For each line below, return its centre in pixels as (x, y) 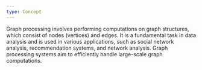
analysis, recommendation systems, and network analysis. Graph (87, 48)
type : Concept (24, 12)
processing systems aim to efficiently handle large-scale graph (84, 54)
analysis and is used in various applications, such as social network (90, 41)
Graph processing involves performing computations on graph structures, (98, 29)
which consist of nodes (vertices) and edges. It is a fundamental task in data (101, 35)
